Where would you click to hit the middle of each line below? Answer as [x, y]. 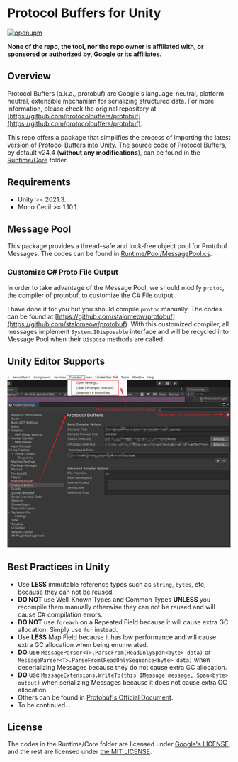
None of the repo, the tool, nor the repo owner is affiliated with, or [106, 46]
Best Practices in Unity [58, 567]
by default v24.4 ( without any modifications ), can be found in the [104, 152]
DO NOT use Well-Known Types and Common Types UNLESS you [114, 599]
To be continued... [44, 705]
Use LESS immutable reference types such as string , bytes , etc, [112, 584]
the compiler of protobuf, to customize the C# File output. [91, 295]
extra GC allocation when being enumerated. [83, 644]
